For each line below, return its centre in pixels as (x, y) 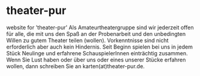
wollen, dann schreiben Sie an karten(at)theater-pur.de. (75, 66)
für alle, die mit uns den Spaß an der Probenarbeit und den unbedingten (96, 33)
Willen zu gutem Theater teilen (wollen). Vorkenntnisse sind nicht (88, 40)
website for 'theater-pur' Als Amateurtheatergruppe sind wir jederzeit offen (100, 27)
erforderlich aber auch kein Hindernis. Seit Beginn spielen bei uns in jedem (99, 47)
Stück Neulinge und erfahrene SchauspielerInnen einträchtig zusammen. (97, 53)
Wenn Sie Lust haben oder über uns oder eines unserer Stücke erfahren (96, 60)
